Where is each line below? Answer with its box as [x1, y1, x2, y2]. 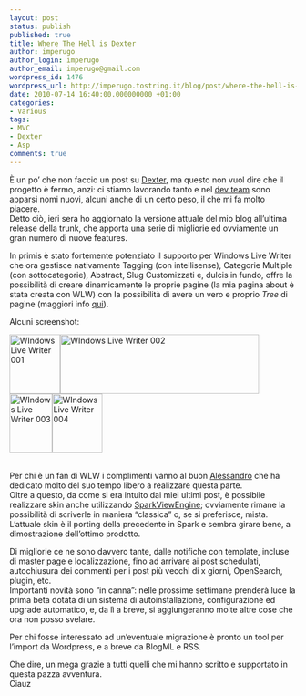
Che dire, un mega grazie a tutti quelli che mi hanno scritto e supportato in [9, 659, 289, 670]
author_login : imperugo [9, 56, 100, 65]
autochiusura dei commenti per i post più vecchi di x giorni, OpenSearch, [9, 565, 283, 576]
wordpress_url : [9, 81, 67, 90]
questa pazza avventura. [9, 668, 103, 680]
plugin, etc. [9, 575, 52, 586]
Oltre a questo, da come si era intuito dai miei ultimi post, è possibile [9, 489, 266, 500]
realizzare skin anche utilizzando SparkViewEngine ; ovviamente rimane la [9, 499, 286, 510]
